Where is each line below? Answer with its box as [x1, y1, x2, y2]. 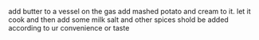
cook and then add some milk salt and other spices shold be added [8, 15, 229, 24]
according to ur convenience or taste [8, 24, 130, 32]
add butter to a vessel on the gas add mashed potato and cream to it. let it [8, 7, 251, 16]
